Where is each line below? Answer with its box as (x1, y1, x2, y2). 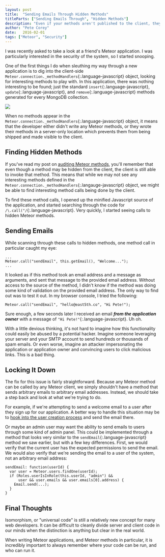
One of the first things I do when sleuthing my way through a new (5, 62, 137, 69)
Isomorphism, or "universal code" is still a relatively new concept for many (5, 517, 156, 523)
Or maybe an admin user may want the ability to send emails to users (5, 424, 145, 430)
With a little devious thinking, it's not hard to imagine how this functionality (5, 325, 156, 331)
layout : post (5, 7, 32, 12)
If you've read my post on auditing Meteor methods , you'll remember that (5, 161, 153, 167)
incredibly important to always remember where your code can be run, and (5, 542, 157, 548)
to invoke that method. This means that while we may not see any (5, 172, 137, 177)
